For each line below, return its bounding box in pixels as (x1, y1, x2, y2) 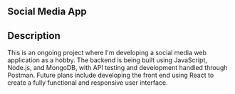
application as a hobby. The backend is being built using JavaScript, (7, 56, 208, 64)
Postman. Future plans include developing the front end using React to (7, 71, 214, 80)
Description (7, 30, 61, 42)
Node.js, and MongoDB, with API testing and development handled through (7, 64, 228, 72)
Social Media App (7, 6, 87, 18)
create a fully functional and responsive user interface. (7, 78, 168, 87)
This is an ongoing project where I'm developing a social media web (7, 49, 207, 57)
